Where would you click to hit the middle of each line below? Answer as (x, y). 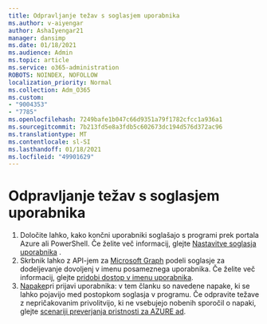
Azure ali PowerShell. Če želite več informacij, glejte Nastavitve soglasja (138, 243)
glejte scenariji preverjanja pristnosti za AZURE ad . (103, 311)
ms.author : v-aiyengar (46, 23)
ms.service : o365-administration (64, 68)
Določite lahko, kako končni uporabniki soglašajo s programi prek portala (139, 235)
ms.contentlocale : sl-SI (49, 142)
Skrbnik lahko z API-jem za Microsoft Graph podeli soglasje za (122, 261)
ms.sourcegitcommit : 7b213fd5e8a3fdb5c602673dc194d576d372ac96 (116, 127)
